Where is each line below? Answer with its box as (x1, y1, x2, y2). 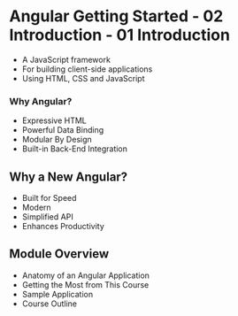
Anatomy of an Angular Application (21, 270, 150, 281)
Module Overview (9, 246, 110, 262)
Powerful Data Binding (21, 125, 104, 135)
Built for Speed (21, 193, 77, 204)
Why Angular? (9, 95, 73, 107)
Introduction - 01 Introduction (9, 25, 230, 45)
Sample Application (21, 289, 94, 299)
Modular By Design (21, 135, 93, 145)
